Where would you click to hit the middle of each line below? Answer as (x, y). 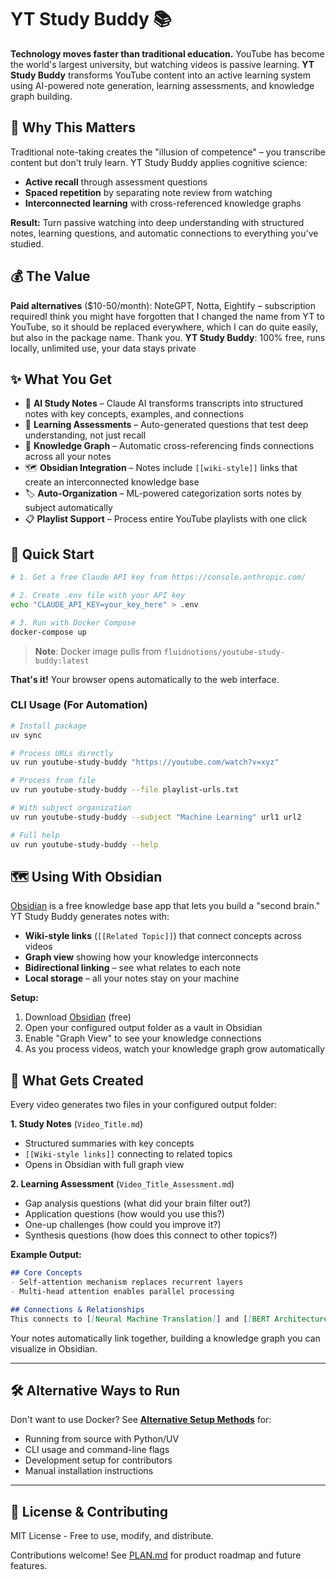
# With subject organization (71, 808)
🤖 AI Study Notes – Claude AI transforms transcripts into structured (164, 403)
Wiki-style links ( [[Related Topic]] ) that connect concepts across (163, 936)
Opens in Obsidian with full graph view (104, 1165)
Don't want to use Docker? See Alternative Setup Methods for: (141, 1420)
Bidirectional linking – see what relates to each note (133, 968)
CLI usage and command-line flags (97, 1450)
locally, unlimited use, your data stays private (103, 348)
